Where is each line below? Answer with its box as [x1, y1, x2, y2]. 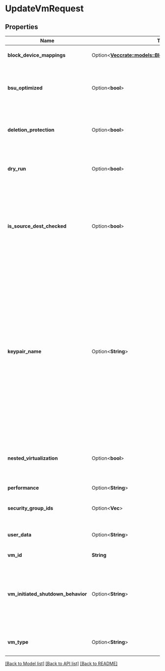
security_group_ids [7, 505, 54, 512]
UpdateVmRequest [5, 3, 84, 14]
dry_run [7, 165, 26, 172]
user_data [7, 531, 32, 538]
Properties [5, 23, 38, 31]
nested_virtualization [7, 455, 58, 462]
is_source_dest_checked [7, 223, 67, 230]
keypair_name [7, 348, 42, 355]
